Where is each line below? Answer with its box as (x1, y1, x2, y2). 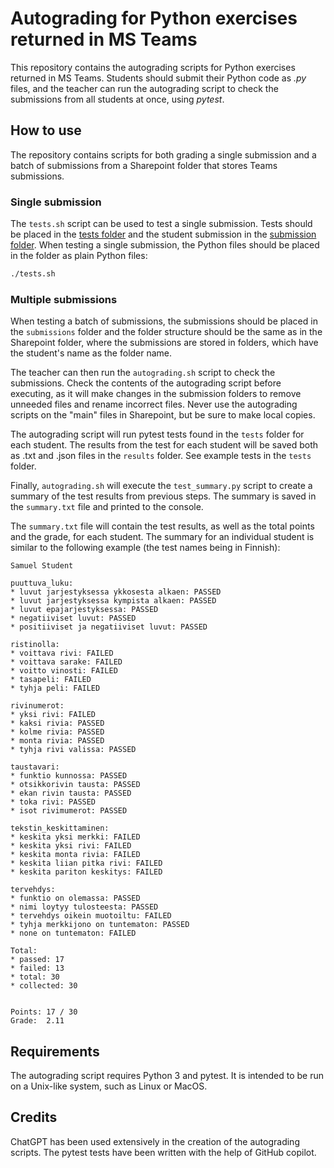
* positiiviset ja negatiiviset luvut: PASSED (10, 622, 208, 632)
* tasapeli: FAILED (10, 675, 92, 685)
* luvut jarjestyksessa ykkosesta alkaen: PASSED (10, 587, 222, 597)
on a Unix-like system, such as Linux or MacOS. (10, 1080, 208, 1092)
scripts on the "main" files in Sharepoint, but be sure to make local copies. (10, 409, 316, 421)
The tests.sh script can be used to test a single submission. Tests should (10, 218, 313, 230)
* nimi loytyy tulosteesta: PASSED (10, 902, 159, 912)
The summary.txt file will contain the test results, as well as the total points (10, 520, 315, 532)
